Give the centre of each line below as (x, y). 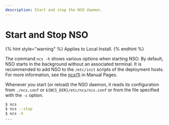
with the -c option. (24, 95)
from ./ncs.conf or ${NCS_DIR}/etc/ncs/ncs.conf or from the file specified (82, 90)
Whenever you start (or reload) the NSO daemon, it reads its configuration (82, 84)
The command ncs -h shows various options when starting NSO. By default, (84, 58)
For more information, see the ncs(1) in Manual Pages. (61, 75)
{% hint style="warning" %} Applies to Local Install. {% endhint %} (75, 49)
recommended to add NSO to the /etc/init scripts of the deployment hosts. (84, 69)
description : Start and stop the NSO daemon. (54, 10)
